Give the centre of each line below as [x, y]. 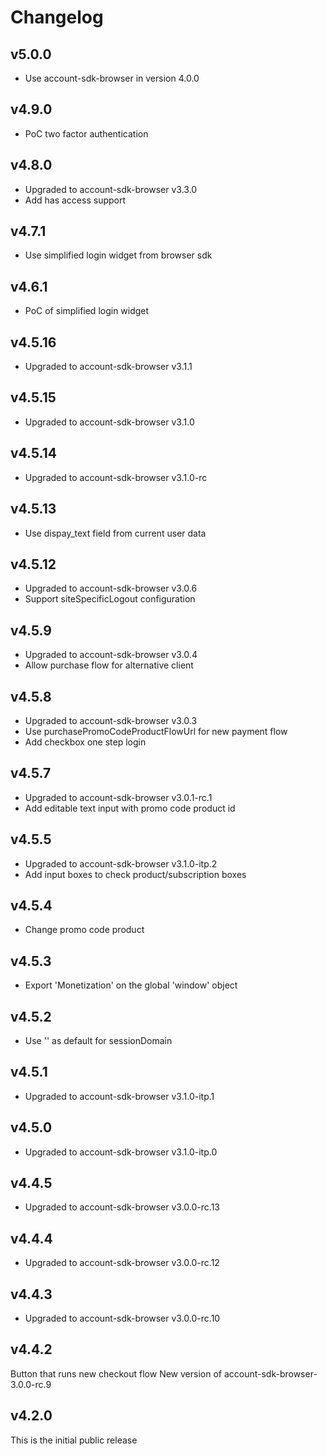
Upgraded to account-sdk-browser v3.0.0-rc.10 [122, 1318]
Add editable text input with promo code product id [130, 808]
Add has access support [75, 200]
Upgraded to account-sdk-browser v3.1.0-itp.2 [121, 863]
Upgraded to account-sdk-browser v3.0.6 [111, 588]
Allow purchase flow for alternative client [109, 665]
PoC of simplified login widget [87, 311]
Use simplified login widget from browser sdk [118, 255]
